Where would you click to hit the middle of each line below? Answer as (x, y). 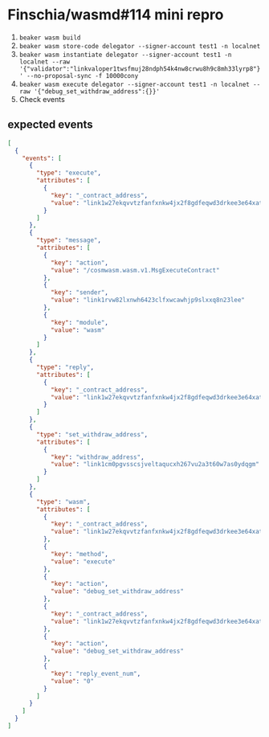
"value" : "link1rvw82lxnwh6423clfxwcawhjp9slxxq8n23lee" (148, 300)
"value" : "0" (72, 681)
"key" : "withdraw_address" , (98, 457)
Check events (42, 99)
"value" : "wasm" (77, 330)
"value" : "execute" (83, 561)
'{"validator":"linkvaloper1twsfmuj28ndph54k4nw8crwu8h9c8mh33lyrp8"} (140, 69)
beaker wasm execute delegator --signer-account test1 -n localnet (134, 84)
